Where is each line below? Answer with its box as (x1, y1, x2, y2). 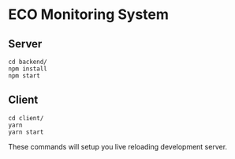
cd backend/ (8, 58, 47, 66)
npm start (8, 72, 41, 80)
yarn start (8, 128, 44, 136)
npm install (8, 65, 47, 73)
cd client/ (8, 114, 44, 122)
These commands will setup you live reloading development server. (8, 142, 227, 151)
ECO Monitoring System (8, 6, 170, 24)
